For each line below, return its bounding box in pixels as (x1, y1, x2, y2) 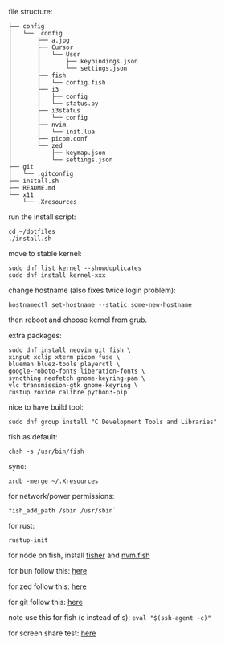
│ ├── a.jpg (8, 36, 70, 44)
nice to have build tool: (8, 402, 84, 412)
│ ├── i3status (8, 107, 81, 115)
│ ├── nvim (8, 120, 67, 129)
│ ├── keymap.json (8, 149, 106, 157)
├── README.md (8, 184, 56, 192)
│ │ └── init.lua (8, 128, 95, 136)
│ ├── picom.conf (8, 135, 88, 143)
